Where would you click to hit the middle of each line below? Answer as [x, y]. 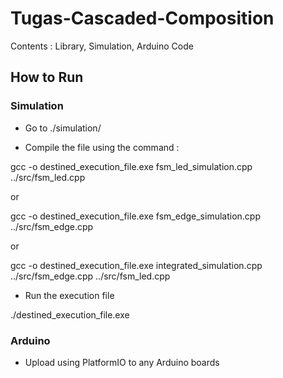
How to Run [47, 77]
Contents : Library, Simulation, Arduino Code [102, 46]
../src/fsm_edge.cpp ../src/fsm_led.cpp [90, 276]
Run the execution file [69, 295]
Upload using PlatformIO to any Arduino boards [122, 362]
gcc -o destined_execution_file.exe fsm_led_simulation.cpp [131, 166]
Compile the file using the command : [102, 147]
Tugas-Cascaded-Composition [142, 18]
